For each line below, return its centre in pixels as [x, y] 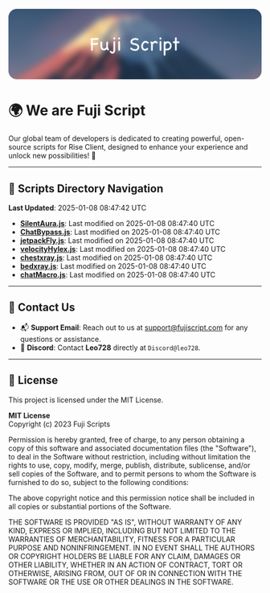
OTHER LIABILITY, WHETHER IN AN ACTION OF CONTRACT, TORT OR [125, 565]
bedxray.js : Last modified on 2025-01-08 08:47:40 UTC [113, 266]
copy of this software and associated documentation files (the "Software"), [133, 448]
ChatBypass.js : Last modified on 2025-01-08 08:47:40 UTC [120, 232]
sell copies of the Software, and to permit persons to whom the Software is [133, 474]
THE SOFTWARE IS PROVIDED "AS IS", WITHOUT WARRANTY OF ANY [125, 522]
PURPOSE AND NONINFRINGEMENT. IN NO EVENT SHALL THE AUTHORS [132, 547]
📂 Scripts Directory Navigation [86, 189]
